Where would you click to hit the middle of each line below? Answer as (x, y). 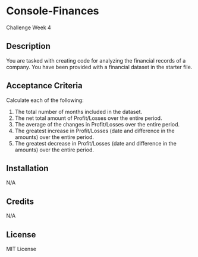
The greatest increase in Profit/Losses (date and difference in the (95, 131)
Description (28, 46)
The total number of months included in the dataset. (78, 112)
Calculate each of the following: (45, 100)
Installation (27, 168)
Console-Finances (53, 11)
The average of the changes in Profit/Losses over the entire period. (97, 124)
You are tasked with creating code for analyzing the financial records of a (96, 60)
